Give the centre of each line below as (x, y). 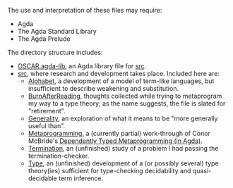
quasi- (202, 171)
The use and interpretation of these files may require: (85, 10)
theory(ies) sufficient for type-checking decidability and (109, 171)
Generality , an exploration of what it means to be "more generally (123, 118)
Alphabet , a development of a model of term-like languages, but (121, 81)
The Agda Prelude (44, 39)
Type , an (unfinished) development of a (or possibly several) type (123, 163)
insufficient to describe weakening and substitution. (103, 88)
